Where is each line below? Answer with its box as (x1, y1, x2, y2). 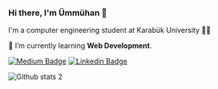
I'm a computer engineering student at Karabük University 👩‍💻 (8, 26, 211, 35)
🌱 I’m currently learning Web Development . (8, 41, 152, 51)
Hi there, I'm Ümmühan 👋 (8, 7, 107, 18)
